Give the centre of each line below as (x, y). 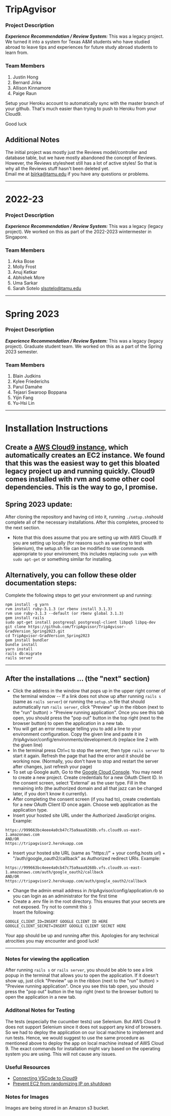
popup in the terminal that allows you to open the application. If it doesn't (82, 975)
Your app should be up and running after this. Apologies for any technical (82, 936)
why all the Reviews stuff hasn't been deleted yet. (57, 168)
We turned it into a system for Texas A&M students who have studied (78, 42)
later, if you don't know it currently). (50, 794)
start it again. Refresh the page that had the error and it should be (81, 756)
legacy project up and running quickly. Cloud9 (80, 471)
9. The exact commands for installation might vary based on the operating (83, 1048)
